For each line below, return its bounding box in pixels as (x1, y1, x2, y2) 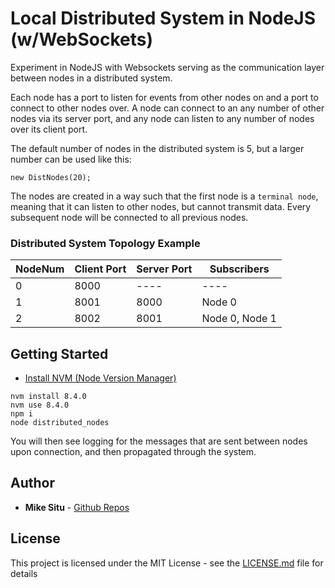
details (10, 567, 38, 579)
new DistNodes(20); (10, 172, 92, 182)
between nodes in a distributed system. (10, 72, 173, 84)
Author (10, 475, 55, 492)
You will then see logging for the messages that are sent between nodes (10, 435, 308, 447)
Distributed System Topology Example (10, 236, 201, 250)
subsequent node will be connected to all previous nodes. (10, 211, 249, 223)
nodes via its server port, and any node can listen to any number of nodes (10, 112, 315, 124)
